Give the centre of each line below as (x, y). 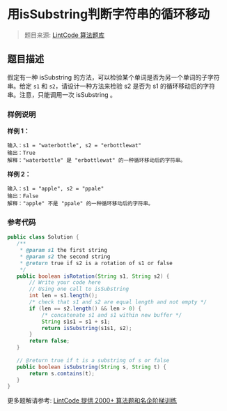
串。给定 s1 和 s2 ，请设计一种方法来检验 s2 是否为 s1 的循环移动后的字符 (111, 86)
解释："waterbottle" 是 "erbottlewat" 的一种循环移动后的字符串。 (96, 160)
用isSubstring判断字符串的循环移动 (109, 14)
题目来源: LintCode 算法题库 (64, 35)
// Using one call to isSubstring (79, 289)
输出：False (23, 196)
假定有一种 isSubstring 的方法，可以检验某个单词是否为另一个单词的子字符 (114, 77)
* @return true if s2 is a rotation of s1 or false (96, 263)
